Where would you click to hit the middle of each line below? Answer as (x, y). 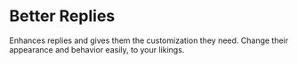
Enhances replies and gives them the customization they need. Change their (149, 40)
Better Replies (62, 16)
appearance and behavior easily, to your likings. (97, 49)
